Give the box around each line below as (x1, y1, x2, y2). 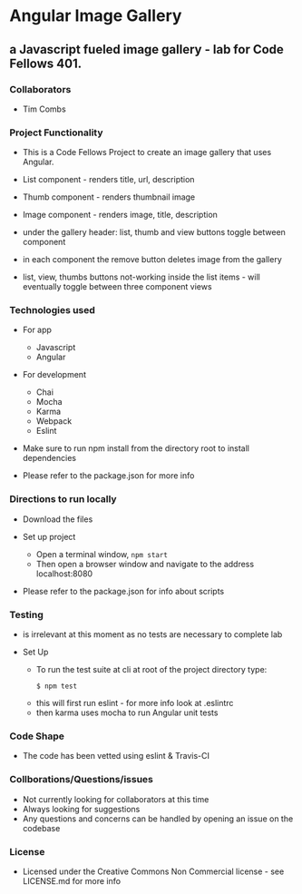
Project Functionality (9, 126, 103, 139)
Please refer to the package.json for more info (22, 470, 195, 481)
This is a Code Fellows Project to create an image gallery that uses (22, 147, 272, 158)
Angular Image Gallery (9, 5, 182, 26)
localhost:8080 (35, 568, 93, 579)
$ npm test (35, 682, 78, 691)
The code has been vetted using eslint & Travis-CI (22, 751, 210, 761)
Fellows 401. (9, 55, 83, 71)
